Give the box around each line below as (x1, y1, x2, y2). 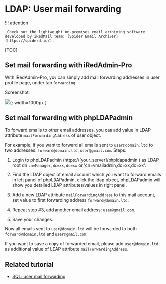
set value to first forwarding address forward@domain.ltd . (12, 197, 129, 203)
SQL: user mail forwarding (12, 274, 66, 280)
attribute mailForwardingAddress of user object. (5, 132, 102, 138)
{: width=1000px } (10, 99, 47, 105)
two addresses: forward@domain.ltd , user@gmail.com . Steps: (5, 147, 127, 153)
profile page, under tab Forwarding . (5, 79, 77, 85)
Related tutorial (5, 260, 54, 269)
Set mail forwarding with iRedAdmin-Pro (5, 61, 132, 70)
